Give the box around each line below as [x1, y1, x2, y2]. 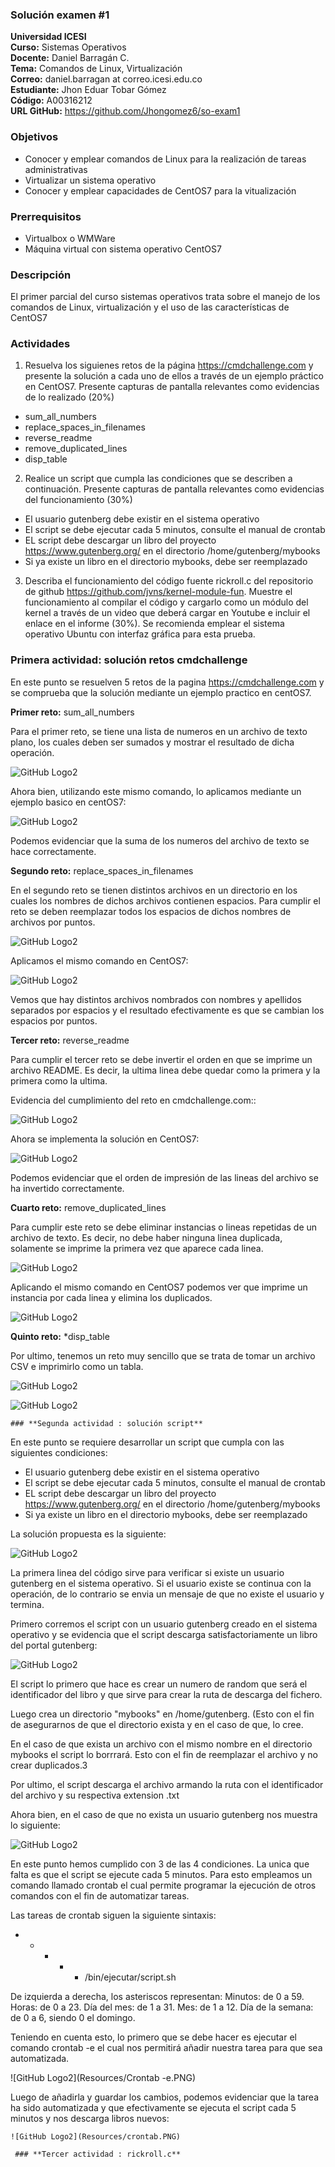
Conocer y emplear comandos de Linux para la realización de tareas [24, 153, 307, 165]
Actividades [10, 337, 71, 351]
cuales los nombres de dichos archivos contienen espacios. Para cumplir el [10, 894, 321, 907]
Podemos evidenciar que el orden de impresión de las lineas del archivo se [10, 1171, 319, 1183]
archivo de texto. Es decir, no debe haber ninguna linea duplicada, [10, 1231, 283, 1243]
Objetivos [10, 130, 59, 144]
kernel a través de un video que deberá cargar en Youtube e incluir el [24, 607, 311, 619]
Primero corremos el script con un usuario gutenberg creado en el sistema [10, 1618, 318, 1630]
